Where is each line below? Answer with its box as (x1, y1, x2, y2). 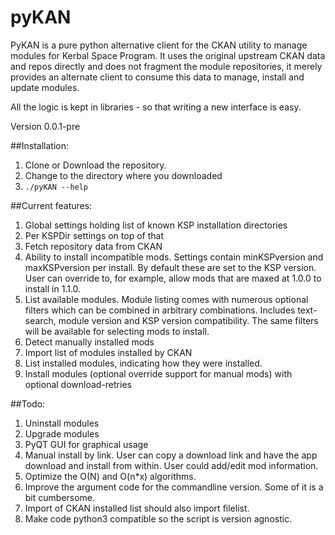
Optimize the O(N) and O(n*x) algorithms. (24, 470, 197, 482)
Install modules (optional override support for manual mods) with (24, 367, 293, 380)
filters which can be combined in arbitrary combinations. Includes (24, 304, 296, 316)
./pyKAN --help (24, 182, 89, 192)
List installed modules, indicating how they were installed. (24, 357, 263, 369)
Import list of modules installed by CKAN (24, 346, 193, 358)
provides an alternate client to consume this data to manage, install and (10, 71, 305, 83)
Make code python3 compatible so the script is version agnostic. (24, 512, 293, 525)
